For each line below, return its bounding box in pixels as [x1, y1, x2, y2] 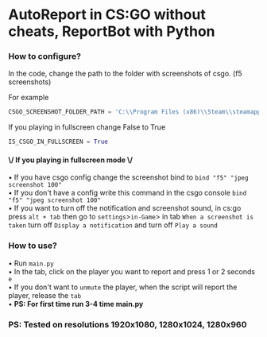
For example [8, 93, 49, 103]
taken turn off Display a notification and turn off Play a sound [8, 220, 219, 230]
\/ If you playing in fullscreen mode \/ [8, 155, 133, 165]
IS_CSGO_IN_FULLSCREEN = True [8, 138, 109, 146]
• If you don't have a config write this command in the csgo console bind [8, 188, 247, 198]
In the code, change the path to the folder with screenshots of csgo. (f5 [8, 69, 242, 79]
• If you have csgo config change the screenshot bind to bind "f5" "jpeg [8, 172, 249, 182]
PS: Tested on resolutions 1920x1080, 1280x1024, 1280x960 [8, 319, 247, 330]
